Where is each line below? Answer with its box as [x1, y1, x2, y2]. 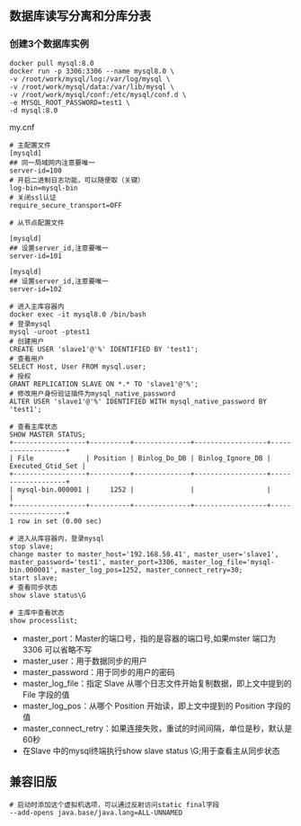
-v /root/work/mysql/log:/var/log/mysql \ [9, 75, 171, 84]
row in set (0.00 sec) [17, 516, 102, 526]
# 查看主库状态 [9, 422, 58, 431]
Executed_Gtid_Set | [9, 461, 87, 470]
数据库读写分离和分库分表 [9, 8, 151, 24]
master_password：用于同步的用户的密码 [22, 666, 175, 677]
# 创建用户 [9, 336, 45, 346]
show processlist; [9, 616, 78, 625]
